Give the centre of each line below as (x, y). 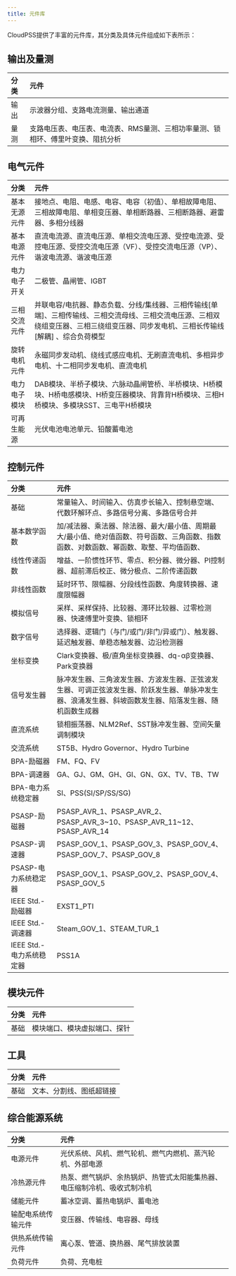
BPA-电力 (27, 788)
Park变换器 (75, 666)
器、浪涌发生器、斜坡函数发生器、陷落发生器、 (134, 701)
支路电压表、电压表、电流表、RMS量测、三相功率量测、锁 (125, 129)
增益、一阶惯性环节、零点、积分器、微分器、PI (134, 560)
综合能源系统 (35, 1118)
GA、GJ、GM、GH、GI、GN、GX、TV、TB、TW (138, 775)
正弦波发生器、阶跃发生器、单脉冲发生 (155, 690)
